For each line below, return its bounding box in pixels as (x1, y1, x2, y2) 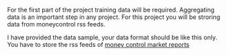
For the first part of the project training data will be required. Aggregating (7, 6, 215, 14)
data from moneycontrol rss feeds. (7, 20, 106, 28)
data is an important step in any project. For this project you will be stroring (7, 13, 221, 21)
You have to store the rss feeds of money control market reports (7, 41, 190, 48)
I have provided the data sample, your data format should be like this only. (7, 33, 217, 41)
